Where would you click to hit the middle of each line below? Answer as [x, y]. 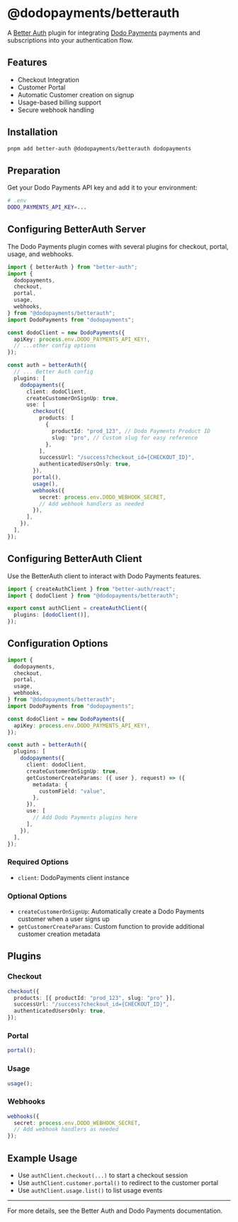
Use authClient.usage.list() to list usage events [90, 1191]
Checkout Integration [49, 79]
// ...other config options [55, 346]
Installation [33, 132]
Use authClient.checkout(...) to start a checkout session [103, 1175]
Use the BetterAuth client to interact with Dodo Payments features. [104, 576]
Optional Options [37, 896]
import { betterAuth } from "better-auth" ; [73, 267]
